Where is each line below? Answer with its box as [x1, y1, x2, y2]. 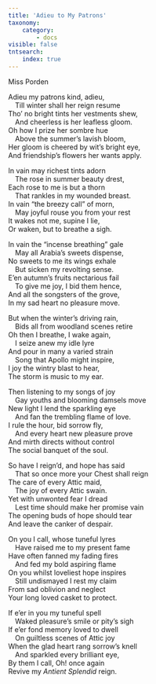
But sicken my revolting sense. [15, 264, 114, 274]
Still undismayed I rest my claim [15, 576, 118, 586]
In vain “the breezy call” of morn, [8, 199, 115, 208]
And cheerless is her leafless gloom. [15, 117, 133, 127]
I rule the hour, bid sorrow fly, [8, 420, 103, 429]
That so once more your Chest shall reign [15, 469, 149, 478]
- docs [36, 33, 58, 42]
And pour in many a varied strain [8, 347, 114, 356]
